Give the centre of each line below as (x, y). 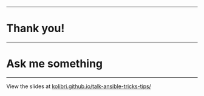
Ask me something (55, 64)
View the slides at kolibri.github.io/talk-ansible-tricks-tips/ (79, 86)
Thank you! (36, 29)
